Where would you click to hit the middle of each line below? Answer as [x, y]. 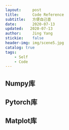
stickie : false [24, 38]
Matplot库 [21, 121]
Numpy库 [20, 83]
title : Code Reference [35, 15]
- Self [21, 57]
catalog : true [20, 48]
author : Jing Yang [29, 33]
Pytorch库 [21, 102]
